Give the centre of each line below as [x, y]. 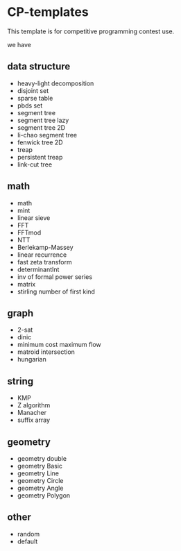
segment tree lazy [43, 120]
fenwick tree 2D [40, 142]
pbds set [30, 105]
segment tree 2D [41, 127]
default [27, 541]
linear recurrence [42, 255]
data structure [39, 67]
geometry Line [38, 473]
